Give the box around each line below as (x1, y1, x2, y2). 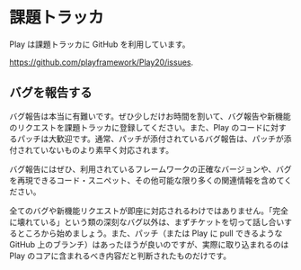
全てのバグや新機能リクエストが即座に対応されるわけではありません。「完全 (9, 205, 289, 216)
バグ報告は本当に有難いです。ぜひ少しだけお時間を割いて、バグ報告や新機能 (9, 111, 292, 121)
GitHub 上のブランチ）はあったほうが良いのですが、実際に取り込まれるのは (9, 238, 289, 249)
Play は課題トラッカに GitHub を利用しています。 (9, 39, 190, 49)
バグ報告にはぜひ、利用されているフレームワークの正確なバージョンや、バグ (9, 163, 292, 175)
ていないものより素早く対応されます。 (32, 144, 173, 155)
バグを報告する (9, 85, 93, 101)
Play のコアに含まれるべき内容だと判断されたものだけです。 (9, 250, 232, 261)
